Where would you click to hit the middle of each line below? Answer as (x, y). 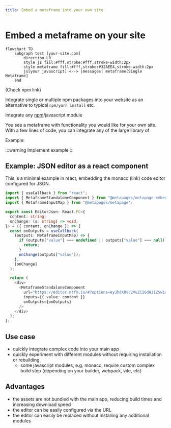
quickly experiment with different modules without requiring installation (87, 354)
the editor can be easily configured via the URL (62, 410)
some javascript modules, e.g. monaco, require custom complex (88, 365)
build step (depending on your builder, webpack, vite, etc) (81, 370)
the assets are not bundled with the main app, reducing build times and (87, 399)
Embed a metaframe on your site (76, 35)
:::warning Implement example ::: (39, 150)
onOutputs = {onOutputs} (48, 302)
